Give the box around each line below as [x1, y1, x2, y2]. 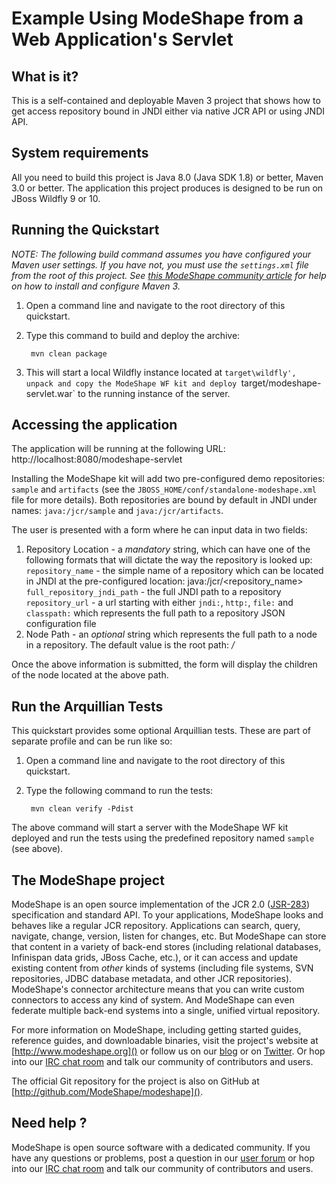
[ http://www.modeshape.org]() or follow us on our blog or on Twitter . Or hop [11, 1045, 326, 1057]
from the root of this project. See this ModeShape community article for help [11, 269, 327, 281]
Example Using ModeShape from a [11, 7, 304, 30]
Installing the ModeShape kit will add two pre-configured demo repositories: [11, 473, 326, 485]
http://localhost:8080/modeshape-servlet [11, 453, 183, 466]
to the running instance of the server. [77, 387, 231, 399]
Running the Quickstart [11, 222, 160, 239]
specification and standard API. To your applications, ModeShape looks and [11, 909, 324, 921]
